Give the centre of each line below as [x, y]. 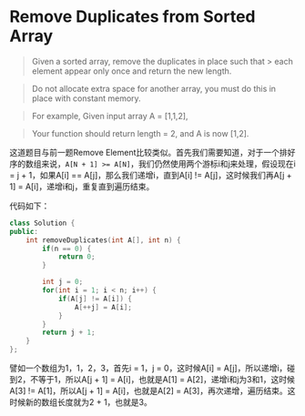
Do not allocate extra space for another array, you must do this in [153, 88]
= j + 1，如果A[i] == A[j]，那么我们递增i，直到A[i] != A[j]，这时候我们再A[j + [151, 175]
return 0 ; [76, 257]
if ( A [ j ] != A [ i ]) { [95, 299]
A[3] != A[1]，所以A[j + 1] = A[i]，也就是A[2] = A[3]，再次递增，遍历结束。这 [152, 391]
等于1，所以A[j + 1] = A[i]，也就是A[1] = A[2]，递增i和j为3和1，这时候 [167, 380]
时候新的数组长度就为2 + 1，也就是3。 [81, 402]
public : [24, 231]
